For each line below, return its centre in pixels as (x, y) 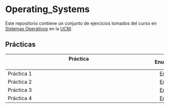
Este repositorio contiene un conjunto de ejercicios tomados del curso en (81, 23)
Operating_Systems (48, 9)
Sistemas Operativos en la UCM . (39, 28)
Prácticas (21, 45)
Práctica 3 (20, 90)
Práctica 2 (20, 82)
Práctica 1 (20, 73)
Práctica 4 (20, 98)
